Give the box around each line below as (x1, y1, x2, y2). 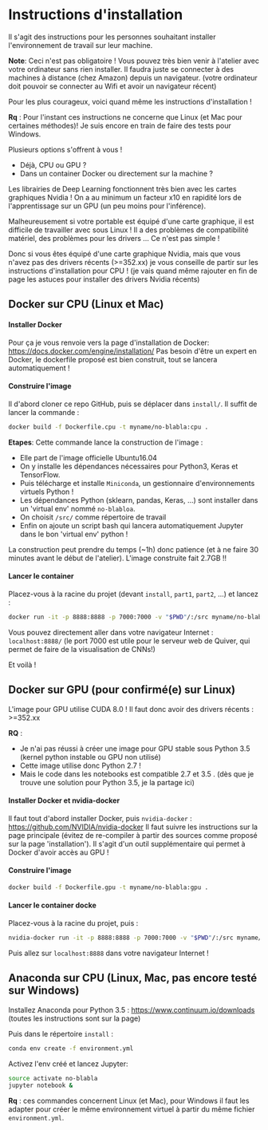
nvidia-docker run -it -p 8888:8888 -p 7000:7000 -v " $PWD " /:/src (8, 934, 234, 942)
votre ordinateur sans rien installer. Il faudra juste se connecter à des (8, 64, 234, 73)
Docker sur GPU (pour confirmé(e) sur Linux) (8, 683, 236, 697)
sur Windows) (8, 984, 80, 998)
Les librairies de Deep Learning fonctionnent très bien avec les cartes (8, 184, 237, 193)
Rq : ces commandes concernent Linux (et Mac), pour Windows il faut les (8, 1096, 250, 1106)
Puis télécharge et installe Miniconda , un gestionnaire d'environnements (19, 478, 255, 488)
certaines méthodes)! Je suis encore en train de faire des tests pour (8, 121, 231, 130)
